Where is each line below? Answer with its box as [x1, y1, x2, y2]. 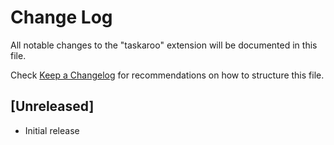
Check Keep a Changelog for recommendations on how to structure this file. [10, 69, 325, 81]
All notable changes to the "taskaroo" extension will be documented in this [10, 39, 318, 51]
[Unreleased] [10, 98, 95, 115]
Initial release [24, 124, 80, 136]
